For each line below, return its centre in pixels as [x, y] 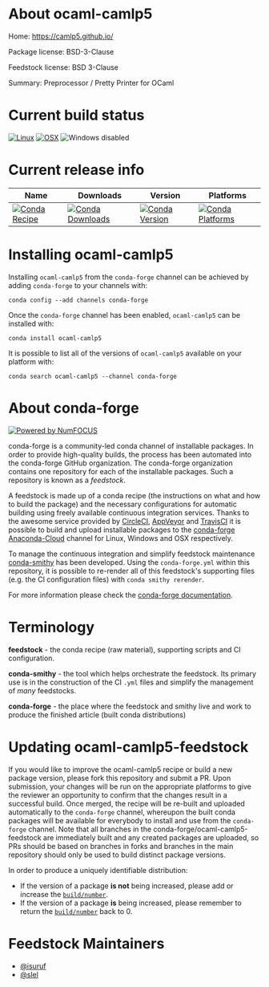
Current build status [76, 115]
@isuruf [33, 966]
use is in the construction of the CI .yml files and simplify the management [131, 682]
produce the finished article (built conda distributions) [97, 714]
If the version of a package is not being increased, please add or [126, 885]
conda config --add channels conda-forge [78, 300]
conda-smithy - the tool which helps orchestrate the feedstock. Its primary [132, 673]
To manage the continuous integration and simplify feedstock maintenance [132, 554]
